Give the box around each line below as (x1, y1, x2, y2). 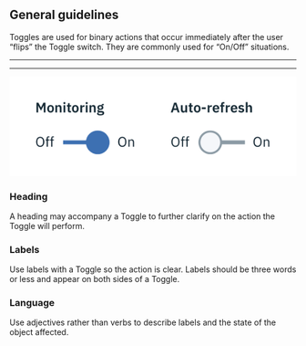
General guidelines (9, 7, 119, 23)
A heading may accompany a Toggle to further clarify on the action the (9, 210, 276, 222)
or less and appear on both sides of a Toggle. (9, 274, 180, 285)
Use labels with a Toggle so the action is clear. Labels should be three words (9, 264, 297, 275)
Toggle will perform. (9, 220, 85, 231)
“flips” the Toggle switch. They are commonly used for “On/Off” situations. (9, 41, 290, 52)
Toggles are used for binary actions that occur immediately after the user (9, 31, 284, 42)
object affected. (9, 327, 69, 338)
